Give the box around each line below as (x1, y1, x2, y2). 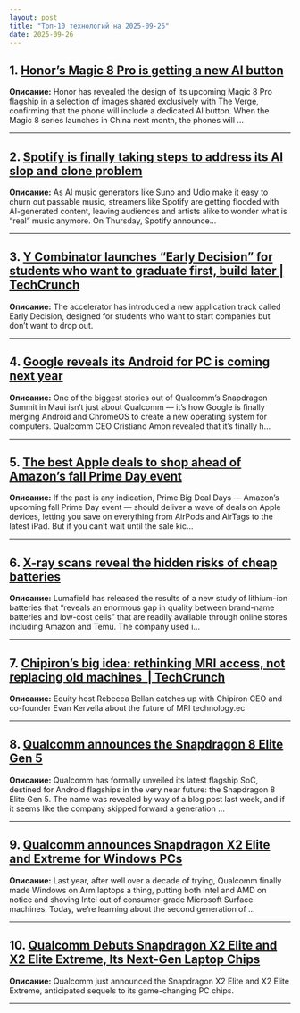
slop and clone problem (9, 163, 143, 179)
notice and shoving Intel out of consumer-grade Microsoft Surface (9, 894, 254, 905)
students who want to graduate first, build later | (9, 264, 284, 279)
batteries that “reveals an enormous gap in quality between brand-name (9, 602, 275, 613)
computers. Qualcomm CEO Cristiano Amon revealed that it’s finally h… (9, 421, 271, 431)
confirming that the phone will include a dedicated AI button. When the (9, 105, 270, 116)
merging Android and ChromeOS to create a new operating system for (9, 411, 268, 422)
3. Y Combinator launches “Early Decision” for (9, 249, 273, 264)
